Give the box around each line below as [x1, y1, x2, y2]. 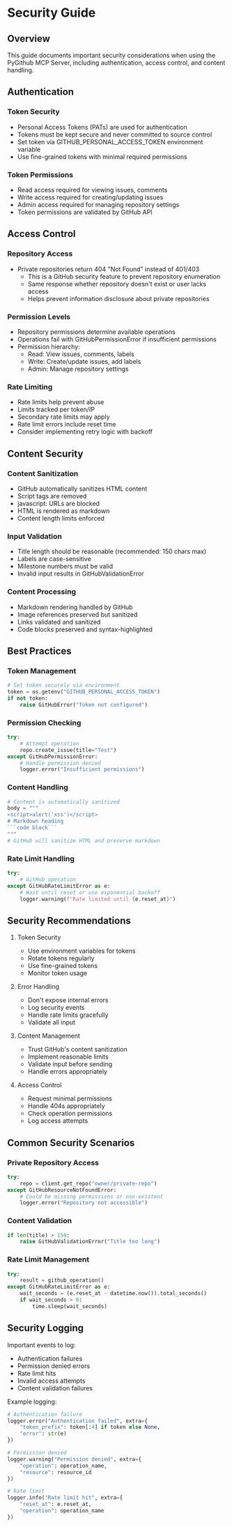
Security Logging [7, 1322, 84, 1334]
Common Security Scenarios [7, 1137, 135, 1149]
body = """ [7, 805, 39, 812]
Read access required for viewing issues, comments [17, 185, 168, 194]
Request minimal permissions [27, 1094, 113, 1103]
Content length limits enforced [17, 514, 105, 522]
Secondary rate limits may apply [17, 413, 110, 421]
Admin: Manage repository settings [27, 365, 129, 373]
